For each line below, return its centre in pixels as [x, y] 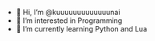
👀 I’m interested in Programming [69, 20]
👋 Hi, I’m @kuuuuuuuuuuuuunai [68, 12]
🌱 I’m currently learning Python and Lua [81, 29]
